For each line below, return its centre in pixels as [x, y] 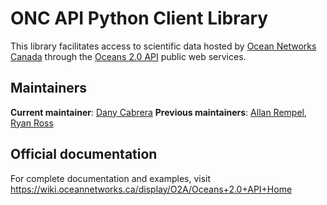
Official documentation [84, 154]
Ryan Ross [32, 123]
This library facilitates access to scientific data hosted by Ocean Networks [163, 46]
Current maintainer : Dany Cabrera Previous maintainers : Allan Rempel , [158, 112]
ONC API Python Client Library [139, 18]
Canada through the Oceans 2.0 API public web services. [128, 56]
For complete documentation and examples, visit [111, 178]
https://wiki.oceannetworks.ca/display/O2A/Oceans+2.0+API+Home [151, 189]
